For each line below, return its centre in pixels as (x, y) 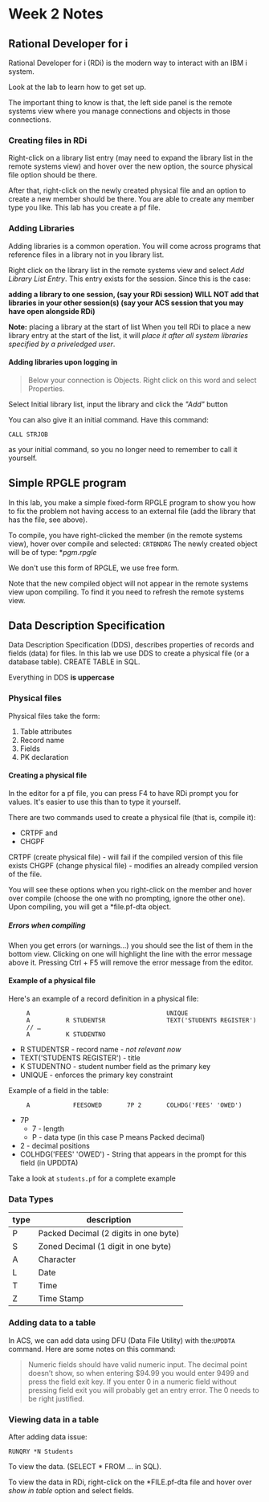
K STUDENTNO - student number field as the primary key (115, 1067)
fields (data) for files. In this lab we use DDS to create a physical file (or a (129, 653)
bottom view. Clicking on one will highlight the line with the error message (130, 953)
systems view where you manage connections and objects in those (119, 111)
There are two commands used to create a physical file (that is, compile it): (132, 817)
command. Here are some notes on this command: (92, 1349)
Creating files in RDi (48, 140)
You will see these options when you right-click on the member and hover (130, 889)
